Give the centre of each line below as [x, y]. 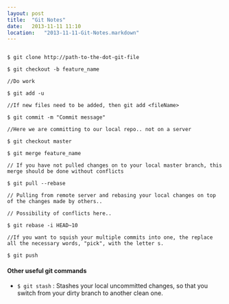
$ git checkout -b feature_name [53, 69]
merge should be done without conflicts [66, 172]
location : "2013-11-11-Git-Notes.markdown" [73, 33]
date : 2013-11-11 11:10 [44, 26]
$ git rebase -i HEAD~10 [43, 226]
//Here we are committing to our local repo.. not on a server [99, 130]
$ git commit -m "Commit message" [57, 117]
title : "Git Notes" [37, 20]
